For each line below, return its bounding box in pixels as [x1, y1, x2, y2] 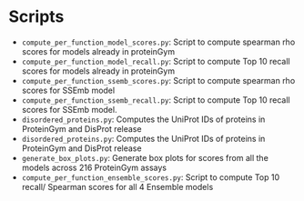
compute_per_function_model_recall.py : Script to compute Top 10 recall [21, 55, 290, 66]
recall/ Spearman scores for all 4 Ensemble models [21, 181, 214, 192]
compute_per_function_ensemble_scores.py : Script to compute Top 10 [21, 171, 280, 183]
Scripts [8, 6, 65, 27]
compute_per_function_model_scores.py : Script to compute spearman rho [21, 36, 296, 47]
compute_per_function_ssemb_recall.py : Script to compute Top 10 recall [21, 94, 290, 106]
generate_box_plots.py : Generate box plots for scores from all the [21, 152, 269, 163]
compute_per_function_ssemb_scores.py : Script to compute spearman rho [21, 75, 296, 85]
